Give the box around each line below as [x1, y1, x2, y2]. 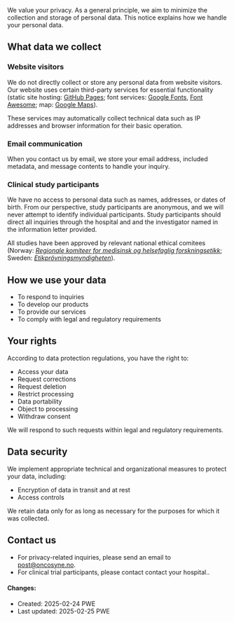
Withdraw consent [17, 412, 71, 420]
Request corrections [17, 375, 76, 383]
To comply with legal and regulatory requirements [17, 315, 161, 324]
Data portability [17, 397, 62, 406]
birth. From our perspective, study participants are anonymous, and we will [7, 203, 224, 212]
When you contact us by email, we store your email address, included [7, 154, 208, 163]
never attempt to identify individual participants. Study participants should [7, 210, 221, 219]
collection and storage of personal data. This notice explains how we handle [7, 13, 227, 22]
